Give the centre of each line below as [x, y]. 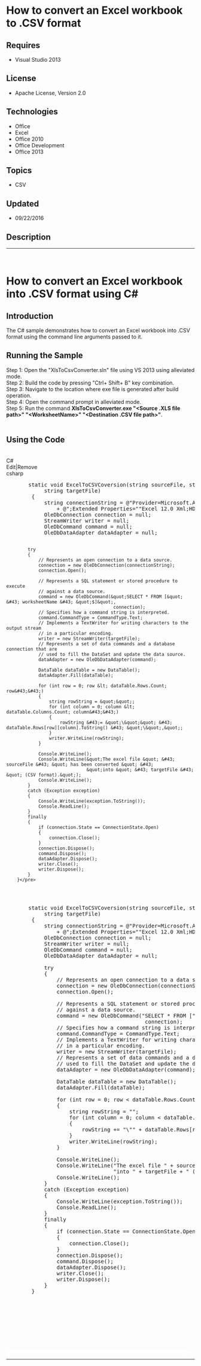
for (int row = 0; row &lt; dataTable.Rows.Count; [103, 686]
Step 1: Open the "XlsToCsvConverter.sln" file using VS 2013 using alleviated [100, 370]
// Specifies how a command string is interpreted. [104, 612]
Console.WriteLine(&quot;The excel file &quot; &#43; [106, 759]
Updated [23, 203]
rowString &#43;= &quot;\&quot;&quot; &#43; [116, 723]
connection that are [32, 649]
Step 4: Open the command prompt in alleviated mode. [74, 401]
